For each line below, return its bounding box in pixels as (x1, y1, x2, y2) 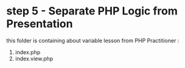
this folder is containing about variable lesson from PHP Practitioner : (6, 37, 180, 44)
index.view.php (15, 55, 54, 62)
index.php (15, 48, 41, 55)
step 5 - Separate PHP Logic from (6, 4, 178, 18)
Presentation (6, 17, 73, 31)
